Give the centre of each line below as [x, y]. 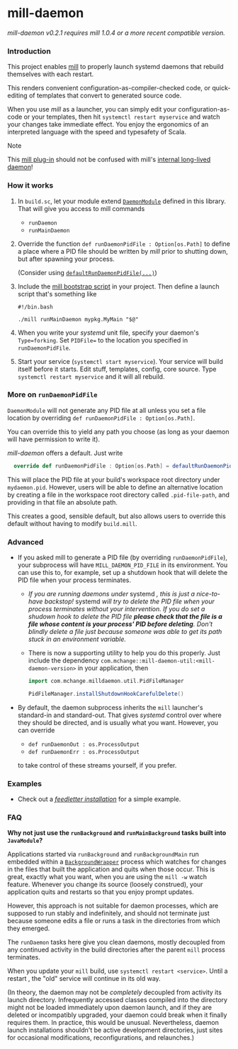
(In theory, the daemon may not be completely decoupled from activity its [114, 992]
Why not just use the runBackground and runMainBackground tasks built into [117, 833]
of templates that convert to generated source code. [105, 96]
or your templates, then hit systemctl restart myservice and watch [122, 117]
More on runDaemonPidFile [52, 394]
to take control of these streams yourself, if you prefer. [97, 765]
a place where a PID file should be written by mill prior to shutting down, [123, 251]
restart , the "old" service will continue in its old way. [84, 979]
